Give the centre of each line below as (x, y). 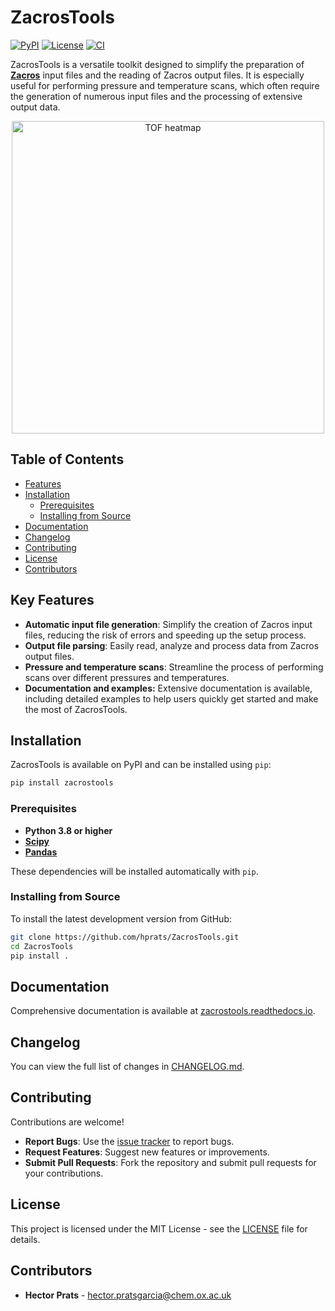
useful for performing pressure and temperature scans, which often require (165, 85)
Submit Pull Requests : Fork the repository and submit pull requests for (170, 1162)
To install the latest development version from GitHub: (121, 918)
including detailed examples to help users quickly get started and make (171, 698)
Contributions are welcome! (67, 1122)
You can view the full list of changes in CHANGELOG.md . (127, 1067)
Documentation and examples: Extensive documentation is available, (168, 688)
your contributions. (64, 1173)
